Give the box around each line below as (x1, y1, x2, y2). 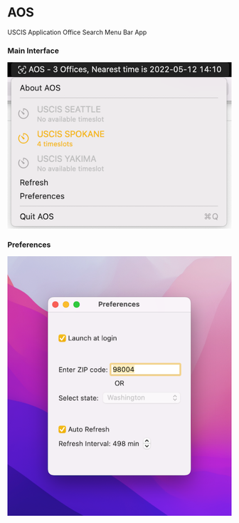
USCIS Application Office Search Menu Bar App (7, 28, 147, 36)
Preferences (7, 240, 51, 250)
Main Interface (7, 46, 59, 56)
